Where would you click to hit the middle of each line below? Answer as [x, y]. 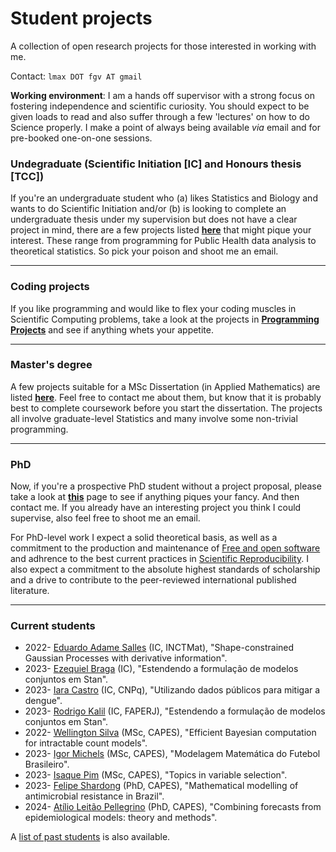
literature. [30, 591]
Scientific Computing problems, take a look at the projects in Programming [165, 319]
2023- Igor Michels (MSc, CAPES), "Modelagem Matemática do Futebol [172, 754]
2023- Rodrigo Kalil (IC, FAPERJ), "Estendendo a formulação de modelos [175, 711]
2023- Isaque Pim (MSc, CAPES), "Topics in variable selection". [156, 775]
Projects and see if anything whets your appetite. [112, 329]
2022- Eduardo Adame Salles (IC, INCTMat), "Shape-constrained [159, 648]
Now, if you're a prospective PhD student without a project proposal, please [166, 486]
